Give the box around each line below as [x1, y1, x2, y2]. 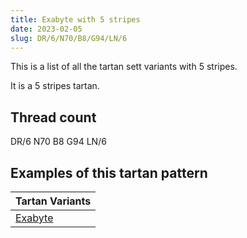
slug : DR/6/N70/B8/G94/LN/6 [10, 33, 128, 43]
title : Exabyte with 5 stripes [10, 14, 141, 25]
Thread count [10, 109, 97, 126]
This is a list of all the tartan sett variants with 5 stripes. [10, 61, 238, 73]
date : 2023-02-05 [10, 24, 83, 34]
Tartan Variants [15, 194, 92, 208]
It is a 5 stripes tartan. [10, 80, 100, 92]
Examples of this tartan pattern [10, 164, 208, 181]
